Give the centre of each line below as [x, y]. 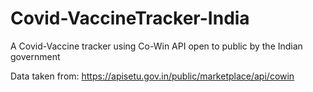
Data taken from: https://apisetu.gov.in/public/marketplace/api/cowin [152, 76]
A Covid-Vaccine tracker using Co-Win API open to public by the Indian [156, 46]
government [35, 56]
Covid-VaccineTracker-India [130, 18]
